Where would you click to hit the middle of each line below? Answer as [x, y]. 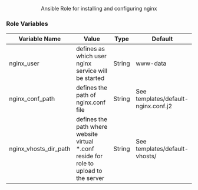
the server [90, 178]
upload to [89, 171]
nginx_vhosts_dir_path [40, 149]
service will [92, 71]
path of [86, 95]
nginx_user [24, 64]
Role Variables [27, 24]
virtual [85, 142]
